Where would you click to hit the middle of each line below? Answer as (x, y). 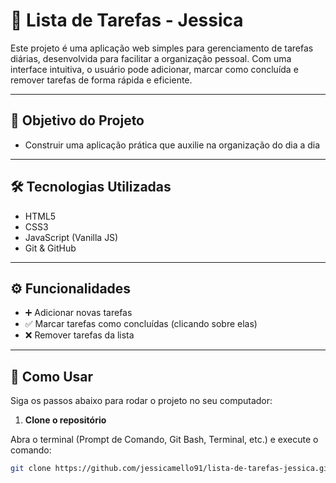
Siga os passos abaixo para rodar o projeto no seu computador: (141, 401)
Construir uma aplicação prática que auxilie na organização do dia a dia (172, 145)
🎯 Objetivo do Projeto (77, 120)
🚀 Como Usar (52, 376)
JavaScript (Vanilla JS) (71, 237)
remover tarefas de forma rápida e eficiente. (101, 80)
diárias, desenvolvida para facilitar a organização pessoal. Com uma (151, 58)
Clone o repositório (65, 420)
